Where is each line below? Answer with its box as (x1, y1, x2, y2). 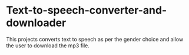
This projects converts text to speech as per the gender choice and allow (6, 35, 184, 43)
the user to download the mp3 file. (6, 42, 90, 49)
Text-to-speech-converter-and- (6, 4, 167, 17)
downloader (6, 16, 67, 30)
